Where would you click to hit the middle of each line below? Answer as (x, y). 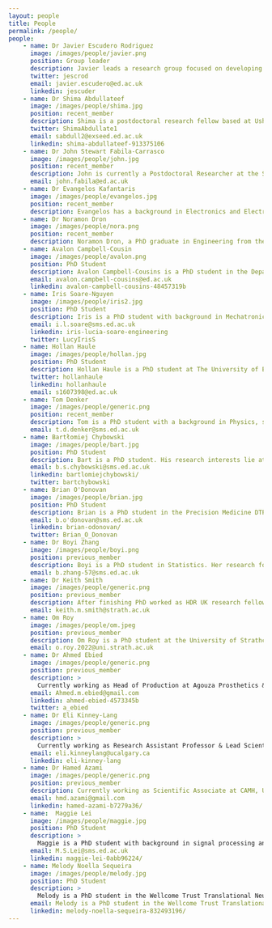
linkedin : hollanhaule (68, 384)
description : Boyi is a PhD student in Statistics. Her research (142, 565)
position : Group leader (70, 61)
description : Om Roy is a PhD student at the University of (133, 640)
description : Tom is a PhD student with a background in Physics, (144, 422)
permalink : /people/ (43, 31)
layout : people (34, 16)
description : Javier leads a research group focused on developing (146, 69)
